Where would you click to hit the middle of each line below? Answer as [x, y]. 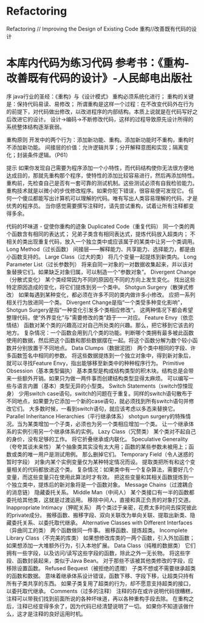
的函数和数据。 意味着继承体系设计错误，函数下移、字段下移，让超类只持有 [100, 576]
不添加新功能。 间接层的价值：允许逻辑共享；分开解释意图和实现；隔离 [95, 147]
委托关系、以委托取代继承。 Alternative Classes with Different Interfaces [102, 522]
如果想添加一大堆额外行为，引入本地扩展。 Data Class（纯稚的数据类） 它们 [101, 545]
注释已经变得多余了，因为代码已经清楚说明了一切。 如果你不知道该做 [103, 606]
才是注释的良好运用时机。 [54, 614]
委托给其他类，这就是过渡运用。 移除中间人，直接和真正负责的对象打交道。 [100, 500]
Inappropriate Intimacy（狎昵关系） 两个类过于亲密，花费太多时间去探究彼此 [102, 507]
